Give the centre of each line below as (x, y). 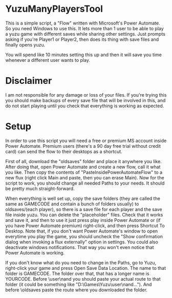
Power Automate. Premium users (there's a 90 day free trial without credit (83, 146)
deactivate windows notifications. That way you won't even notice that (80, 247)
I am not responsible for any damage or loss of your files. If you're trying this (86, 95)
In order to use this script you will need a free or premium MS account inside (86, 141)
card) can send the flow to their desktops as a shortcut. (64, 151)
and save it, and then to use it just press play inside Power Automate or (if (83, 220)
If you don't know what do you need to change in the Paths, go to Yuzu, (81, 262)
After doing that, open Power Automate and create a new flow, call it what (83, 167)
